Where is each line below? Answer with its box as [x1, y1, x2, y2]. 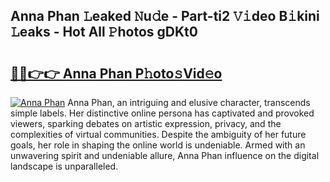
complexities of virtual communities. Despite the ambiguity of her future [10, 129, 307, 140]
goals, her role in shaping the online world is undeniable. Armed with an [10, 139, 306, 151]
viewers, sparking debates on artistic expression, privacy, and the [10, 118, 282, 129]
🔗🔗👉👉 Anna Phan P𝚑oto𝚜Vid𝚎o [10, 65, 223, 82]
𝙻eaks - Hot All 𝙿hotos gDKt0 [10, 24, 198, 41]
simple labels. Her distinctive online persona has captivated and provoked [10, 107, 315, 119]
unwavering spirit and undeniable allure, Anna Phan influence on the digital [10, 150, 320, 161]
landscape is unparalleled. [10, 160, 119, 172]
